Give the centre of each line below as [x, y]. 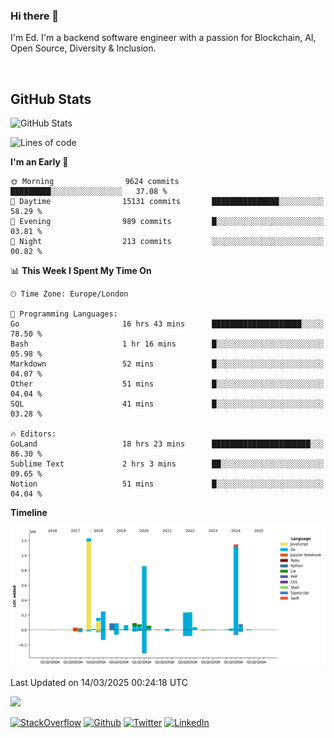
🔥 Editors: [33, 434]
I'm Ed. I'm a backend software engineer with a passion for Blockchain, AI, [163, 38]
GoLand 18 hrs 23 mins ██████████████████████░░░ [167, 444]
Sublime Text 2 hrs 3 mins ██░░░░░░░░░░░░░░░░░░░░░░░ [167, 464]
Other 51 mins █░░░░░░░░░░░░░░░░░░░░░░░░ [167, 384]
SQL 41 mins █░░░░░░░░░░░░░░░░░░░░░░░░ [167, 404]
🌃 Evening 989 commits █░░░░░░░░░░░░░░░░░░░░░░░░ [167, 222]
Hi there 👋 [35, 16]
